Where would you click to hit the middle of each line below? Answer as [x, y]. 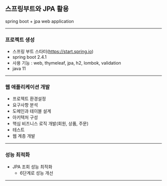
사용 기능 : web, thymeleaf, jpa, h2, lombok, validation [67, 63]
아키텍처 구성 [25, 117]
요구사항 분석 [25, 105]
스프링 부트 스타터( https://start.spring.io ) [53, 52]
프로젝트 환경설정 [29, 99]
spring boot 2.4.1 [29, 57]
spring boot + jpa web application [40, 21]
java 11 [19, 69]
